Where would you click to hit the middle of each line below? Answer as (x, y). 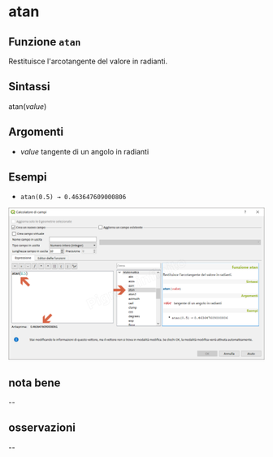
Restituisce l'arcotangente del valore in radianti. (88, 61)
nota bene (35, 383)
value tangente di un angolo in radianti (84, 151)
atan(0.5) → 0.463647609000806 (73, 198)
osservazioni (42, 428)
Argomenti (36, 132)
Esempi (28, 177)
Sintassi (29, 87)
